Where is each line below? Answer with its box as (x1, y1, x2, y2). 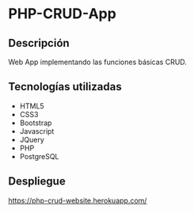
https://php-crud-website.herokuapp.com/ (8, 196, 147, 205)
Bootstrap (19, 118, 52, 127)
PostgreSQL (19, 151, 59, 161)
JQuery (19, 135, 45, 144)
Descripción (8, 36, 70, 50)
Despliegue (8, 175, 66, 188)
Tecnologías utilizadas (8, 80, 122, 93)
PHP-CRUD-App (8, 5, 116, 23)
